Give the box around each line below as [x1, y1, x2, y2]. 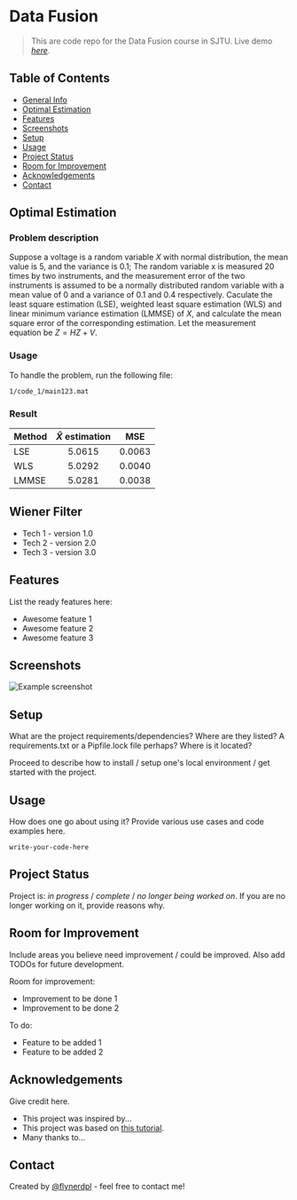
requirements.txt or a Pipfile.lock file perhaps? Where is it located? [9, 740, 253, 751]
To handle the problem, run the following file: [9, 370, 173, 380]
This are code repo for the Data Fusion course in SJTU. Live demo [30, 36, 273, 46]
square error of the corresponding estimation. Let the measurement [9, 318, 256, 329]
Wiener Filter [9, 505, 82, 520]
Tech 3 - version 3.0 [21, 546, 97, 557]
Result [9, 407, 38, 419]
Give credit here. [9, 1095, 70, 1107]
